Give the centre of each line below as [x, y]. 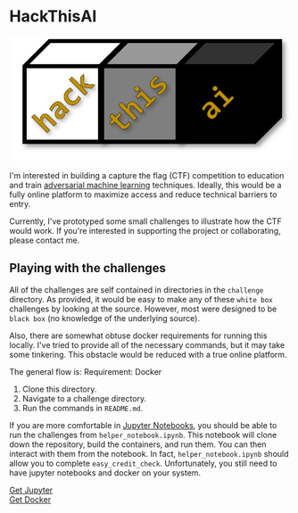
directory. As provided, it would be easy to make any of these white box [141, 299]
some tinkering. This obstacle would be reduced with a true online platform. [148, 354]
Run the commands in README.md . [83, 408]
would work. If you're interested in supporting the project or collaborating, [145, 230]
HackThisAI [53, 17]
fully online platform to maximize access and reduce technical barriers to [143, 194]
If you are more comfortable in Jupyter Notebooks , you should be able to [143, 425]
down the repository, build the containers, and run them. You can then [138, 444]
